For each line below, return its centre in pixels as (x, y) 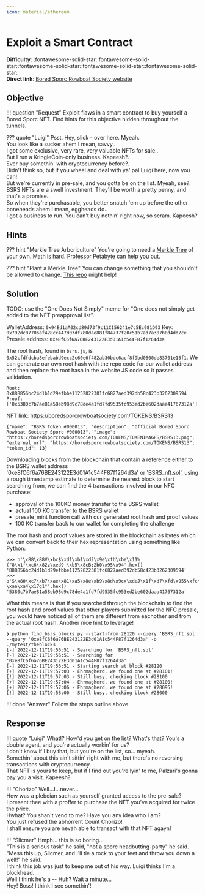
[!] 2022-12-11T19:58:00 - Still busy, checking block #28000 (87, 693)
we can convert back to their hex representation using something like (93, 542)
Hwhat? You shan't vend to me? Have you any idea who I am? (84, 815)
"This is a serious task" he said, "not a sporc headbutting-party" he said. (98, 847)
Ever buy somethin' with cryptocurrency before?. (68, 164)
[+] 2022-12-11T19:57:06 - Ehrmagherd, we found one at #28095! (90, 687)
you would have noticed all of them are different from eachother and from (99, 616)
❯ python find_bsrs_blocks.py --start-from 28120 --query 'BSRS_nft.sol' (102, 634)
